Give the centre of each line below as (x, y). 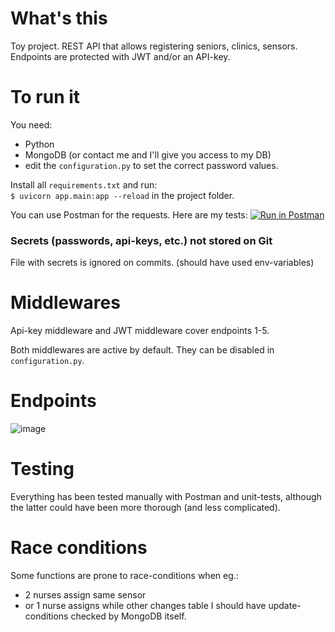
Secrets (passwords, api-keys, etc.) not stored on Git (141, 240)
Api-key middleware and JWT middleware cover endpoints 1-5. (140, 331)
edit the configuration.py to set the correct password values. (151, 165)
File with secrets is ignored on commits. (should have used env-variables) (162, 263)
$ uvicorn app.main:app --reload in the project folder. (122, 195)
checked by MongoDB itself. (128, 616)
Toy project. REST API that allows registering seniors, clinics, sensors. (154, 46)
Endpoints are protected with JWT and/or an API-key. (120, 56)
